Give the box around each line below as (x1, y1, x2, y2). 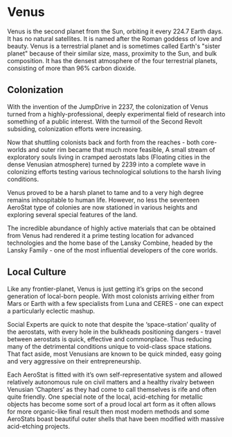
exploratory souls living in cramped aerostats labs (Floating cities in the (7, 153, 211, 161)
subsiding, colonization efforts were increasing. (7, 124, 143, 132)
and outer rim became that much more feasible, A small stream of (28, 145, 215, 153)
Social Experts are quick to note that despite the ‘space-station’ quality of (7, 320, 217, 328)
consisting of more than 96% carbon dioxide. (7, 64, 136, 72)
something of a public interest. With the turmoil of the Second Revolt (7, 117, 203, 126)
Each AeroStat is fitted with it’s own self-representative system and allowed (7, 370, 223, 379)
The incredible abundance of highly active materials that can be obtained (7, 223, 216, 232)
